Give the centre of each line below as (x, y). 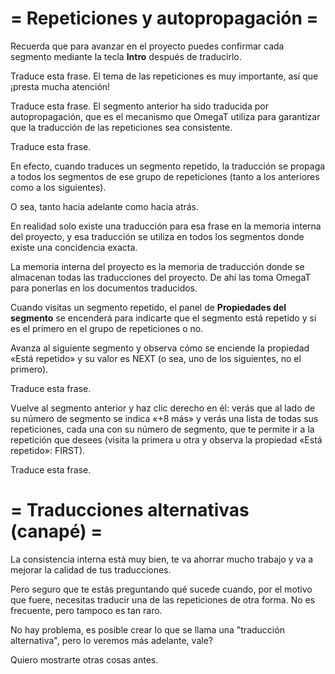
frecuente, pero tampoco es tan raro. (86, 610)
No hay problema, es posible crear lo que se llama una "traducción (147, 629)
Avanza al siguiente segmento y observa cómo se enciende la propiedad (160, 348)
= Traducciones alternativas (130, 510)
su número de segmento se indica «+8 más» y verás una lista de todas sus (164, 418)
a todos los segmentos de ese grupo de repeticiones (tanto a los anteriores (165, 176)
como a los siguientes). (58, 187)
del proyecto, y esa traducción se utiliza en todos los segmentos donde (157, 236)
